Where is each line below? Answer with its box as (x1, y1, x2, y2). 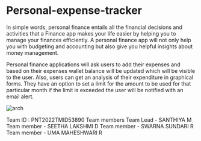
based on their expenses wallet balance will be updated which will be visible (6, 67, 196, 74)
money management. (6, 49, 59, 56)
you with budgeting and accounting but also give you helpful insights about (6, 43, 193, 50)
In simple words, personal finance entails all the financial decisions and (6, 23, 182, 31)
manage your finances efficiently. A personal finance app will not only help (6, 36, 191, 43)
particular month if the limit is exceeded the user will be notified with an (6, 86, 184, 93)
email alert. (6, 93, 34, 100)
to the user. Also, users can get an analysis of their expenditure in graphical (6, 74, 194, 81)
